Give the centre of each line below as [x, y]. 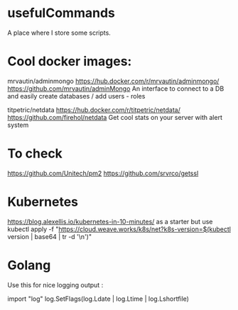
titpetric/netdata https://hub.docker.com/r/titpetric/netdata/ [94, 110]
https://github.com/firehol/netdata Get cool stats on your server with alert [115, 117]
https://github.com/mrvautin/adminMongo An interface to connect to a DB [116, 88]
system [18, 125]
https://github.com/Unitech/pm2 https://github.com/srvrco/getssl [103, 173]
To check [35, 154]
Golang [29, 265]
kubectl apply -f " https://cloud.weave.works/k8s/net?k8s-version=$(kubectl [119, 229]
